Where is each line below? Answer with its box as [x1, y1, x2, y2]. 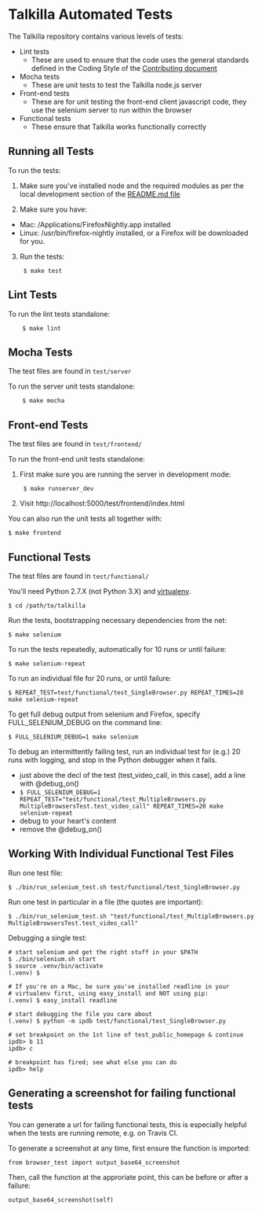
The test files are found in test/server [8, 367, 132, 376]
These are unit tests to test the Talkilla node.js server [31, 80, 202, 90]
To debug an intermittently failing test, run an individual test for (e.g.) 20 [8, 747, 241, 756]
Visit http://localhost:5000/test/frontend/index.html [19, 499, 185, 508]
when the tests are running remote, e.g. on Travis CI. [8, 1128, 178, 1137]
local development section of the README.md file [19, 189, 180, 198]
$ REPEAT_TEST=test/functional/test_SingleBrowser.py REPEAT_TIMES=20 [8, 689, 244, 697]
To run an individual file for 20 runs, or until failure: [8, 674, 172, 683]
